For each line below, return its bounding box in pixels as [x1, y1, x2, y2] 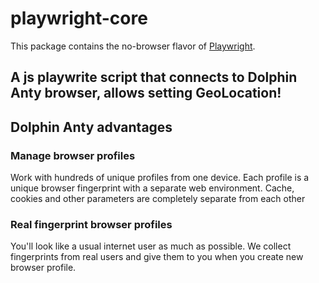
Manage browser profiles [10, 148, 136, 162]
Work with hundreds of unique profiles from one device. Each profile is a [10, 172, 310, 184]
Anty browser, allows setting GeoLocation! [10, 85, 282, 102]
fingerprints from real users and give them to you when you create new [10, 251, 304, 263]
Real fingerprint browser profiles [10, 217, 173, 231]
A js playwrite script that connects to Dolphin [10, 69, 298, 86]
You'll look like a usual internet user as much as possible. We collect [10, 240, 292, 252]
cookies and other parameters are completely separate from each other [10, 193, 306, 205]
